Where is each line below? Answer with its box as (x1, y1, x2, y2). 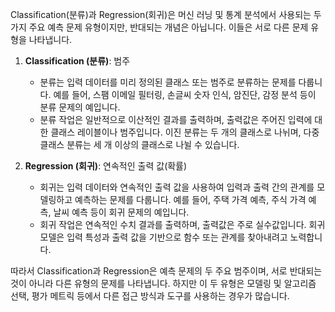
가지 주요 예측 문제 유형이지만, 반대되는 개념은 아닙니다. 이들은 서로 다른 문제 (10, 21, 309, 33)
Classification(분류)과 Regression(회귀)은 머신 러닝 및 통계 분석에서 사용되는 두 (10, 9, 322, 20)
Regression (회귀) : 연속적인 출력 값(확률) (24, 160, 188, 172)
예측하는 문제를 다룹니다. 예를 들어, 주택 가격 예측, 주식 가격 (74, 194, 307, 205)
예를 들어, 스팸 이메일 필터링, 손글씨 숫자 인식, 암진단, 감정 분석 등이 (53, 89, 317, 100)
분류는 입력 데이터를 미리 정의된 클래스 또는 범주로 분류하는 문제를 (39, 76, 297, 88)
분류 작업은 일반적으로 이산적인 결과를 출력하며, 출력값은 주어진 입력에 (39, 114, 313, 125)
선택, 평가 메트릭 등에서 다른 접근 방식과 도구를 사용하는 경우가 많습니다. (10, 290, 290, 302)
